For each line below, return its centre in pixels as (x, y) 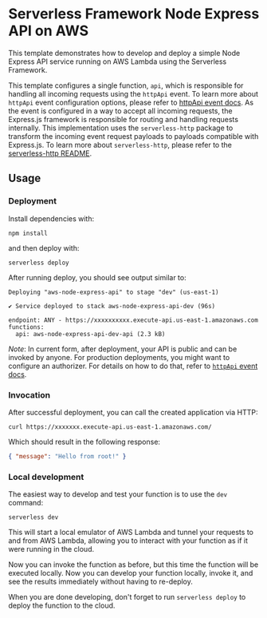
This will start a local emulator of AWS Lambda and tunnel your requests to (131, 533)
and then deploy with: (44, 248)
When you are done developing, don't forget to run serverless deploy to (127, 597)
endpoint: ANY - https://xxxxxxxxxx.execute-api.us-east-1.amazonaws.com (133, 320)
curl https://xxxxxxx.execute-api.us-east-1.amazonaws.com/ (110, 427)
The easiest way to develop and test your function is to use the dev (118, 494)
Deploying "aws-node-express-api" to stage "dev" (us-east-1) (114, 292)
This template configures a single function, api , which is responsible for (126, 85)
